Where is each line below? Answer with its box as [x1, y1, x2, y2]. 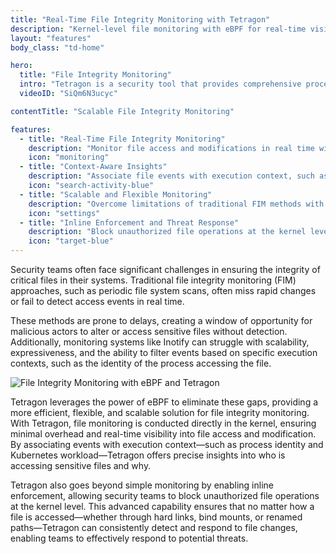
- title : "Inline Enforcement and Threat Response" [19, 217, 240, 228]
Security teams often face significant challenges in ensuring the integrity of [10, 264, 321, 275]
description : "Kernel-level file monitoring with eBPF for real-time [10, 24, 307, 34]
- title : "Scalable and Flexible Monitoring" [19, 189, 213, 200]
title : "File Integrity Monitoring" [19, 70, 172, 80]
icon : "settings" [28, 208, 101, 218]
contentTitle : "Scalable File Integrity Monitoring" [10, 106, 235, 116]
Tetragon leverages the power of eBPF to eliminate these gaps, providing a [10, 396, 319, 408]
